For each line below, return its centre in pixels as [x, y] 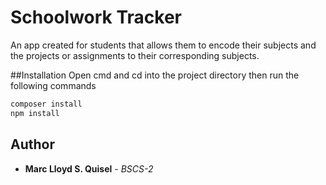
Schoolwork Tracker [96, 17]
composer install [46, 104]
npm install [35, 113]
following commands [53, 85]
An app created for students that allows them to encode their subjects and [163, 45]
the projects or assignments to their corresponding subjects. [135, 55]
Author [32, 144]
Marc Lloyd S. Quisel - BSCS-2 [89, 168]
